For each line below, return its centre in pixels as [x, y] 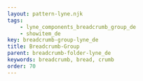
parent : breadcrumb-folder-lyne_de [59, 54]
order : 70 [22, 66]
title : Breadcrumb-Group [43, 46]
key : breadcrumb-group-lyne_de [53, 40]
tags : [15, 20]
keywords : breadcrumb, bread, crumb [61, 60]
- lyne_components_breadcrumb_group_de [78, 27]
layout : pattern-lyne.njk [45, 14]
